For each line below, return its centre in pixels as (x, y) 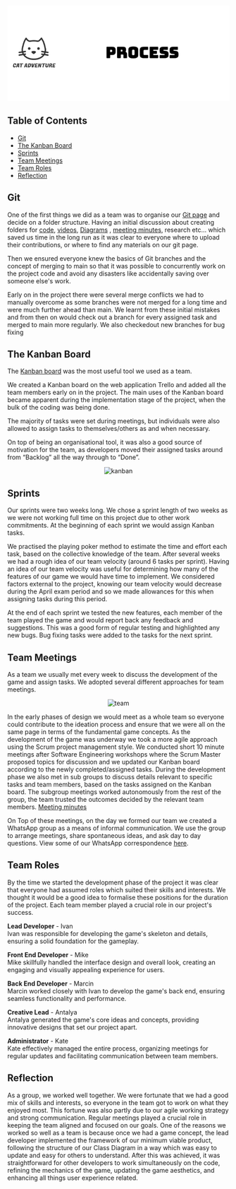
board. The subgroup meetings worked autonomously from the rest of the (114, 792)
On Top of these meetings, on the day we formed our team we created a (112, 821)
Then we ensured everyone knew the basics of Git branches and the (107, 258)
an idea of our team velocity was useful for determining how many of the (113, 569)
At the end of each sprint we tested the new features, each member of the (115, 613)
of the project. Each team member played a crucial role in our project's (110, 905)
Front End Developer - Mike (48, 954)
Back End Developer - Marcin (50, 983)
